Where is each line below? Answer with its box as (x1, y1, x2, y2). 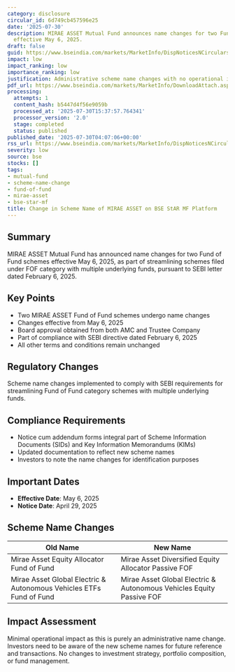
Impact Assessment (7, 616, 97, 628)
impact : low (7, 56, 42, 63)
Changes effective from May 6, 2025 (17, 318, 124, 327)
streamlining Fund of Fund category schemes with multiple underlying (7, 387, 209, 395)
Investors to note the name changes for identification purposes (17, 455, 199, 464)
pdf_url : (7, 82, 33, 89)
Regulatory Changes (7, 361, 99, 373)
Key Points (7, 292, 55, 304)
